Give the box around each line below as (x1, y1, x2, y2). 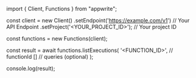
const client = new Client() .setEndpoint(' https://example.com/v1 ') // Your (6, 17, 190, 24)
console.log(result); (6, 65, 55, 72)
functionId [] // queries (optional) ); (6, 53, 94, 60)
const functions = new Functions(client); (6, 35, 108, 42)
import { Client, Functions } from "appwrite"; (6, 5, 117, 12)
